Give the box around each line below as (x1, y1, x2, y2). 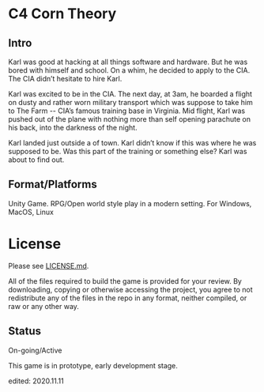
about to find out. (8, 155, 65, 164)
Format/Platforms (8, 178, 97, 191)
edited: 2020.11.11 (8, 376, 65, 386)
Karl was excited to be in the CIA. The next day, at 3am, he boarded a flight (8, 89, 253, 99)
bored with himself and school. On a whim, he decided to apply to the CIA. (8, 66, 251, 75)
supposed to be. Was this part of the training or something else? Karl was (8, 147, 247, 156)
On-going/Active (8, 345, 62, 355)
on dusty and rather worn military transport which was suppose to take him (8, 98, 253, 107)
